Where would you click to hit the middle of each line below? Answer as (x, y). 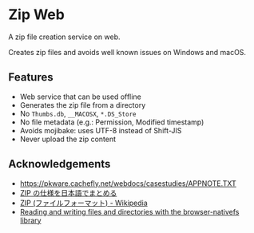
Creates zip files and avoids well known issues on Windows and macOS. (127, 52)
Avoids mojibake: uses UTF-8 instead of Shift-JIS (101, 130)
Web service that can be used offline (80, 97)
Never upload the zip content (68, 139)
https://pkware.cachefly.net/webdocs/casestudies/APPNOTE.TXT (128, 183)
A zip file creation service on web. (65, 37)
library (30, 220)
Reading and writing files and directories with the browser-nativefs (129, 211)
